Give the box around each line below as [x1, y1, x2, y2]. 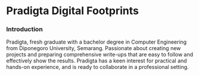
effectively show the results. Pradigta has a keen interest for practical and [6, 57, 187, 64]
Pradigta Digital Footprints [6, 4, 139, 18]
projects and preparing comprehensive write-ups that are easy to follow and [6, 51, 194, 58]
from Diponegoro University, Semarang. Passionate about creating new [6, 45, 181, 52]
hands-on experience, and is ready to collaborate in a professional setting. [6, 64, 189, 71]
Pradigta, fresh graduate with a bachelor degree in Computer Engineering [6, 38, 187, 45]
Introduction [6, 25, 43, 34]
